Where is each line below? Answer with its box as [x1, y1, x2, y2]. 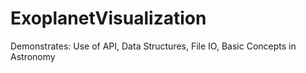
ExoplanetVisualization [10, 7, 207, 30]
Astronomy [10, 50, 56, 62]
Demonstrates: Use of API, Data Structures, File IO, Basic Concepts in [10, 40, 297, 52]
